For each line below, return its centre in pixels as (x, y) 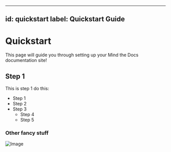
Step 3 (20, 109)
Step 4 (27, 115)
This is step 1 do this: (27, 89)
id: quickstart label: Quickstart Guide (65, 19)
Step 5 (27, 120)
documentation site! (26, 60)
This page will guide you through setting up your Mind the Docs (72, 55)
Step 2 (20, 104)
